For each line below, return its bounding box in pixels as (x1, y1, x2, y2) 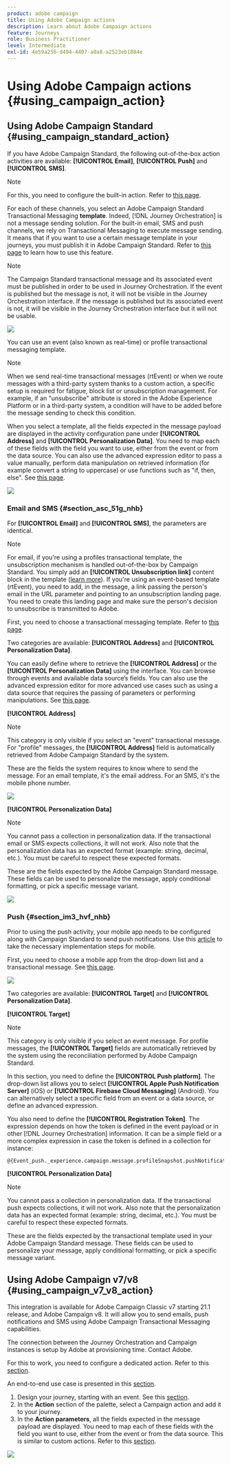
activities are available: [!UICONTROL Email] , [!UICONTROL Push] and (7, 157, 208, 165)
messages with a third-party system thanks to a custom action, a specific (7, 379, 215, 387)
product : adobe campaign (7, 10, 78, 17)
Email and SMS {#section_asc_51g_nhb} (7, 503, 144, 513)
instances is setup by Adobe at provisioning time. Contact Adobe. (7, 1346, 193, 1354)
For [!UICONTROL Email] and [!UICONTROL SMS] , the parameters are (7, 519, 207, 528)
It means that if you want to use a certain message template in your (7, 233, 198, 242)
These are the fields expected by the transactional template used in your (7, 1232, 213, 1240)
